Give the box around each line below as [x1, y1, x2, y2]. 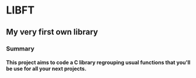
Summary [6, 45, 35, 53]
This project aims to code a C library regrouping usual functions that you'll [6, 59, 191, 66]
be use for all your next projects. [6, 65, 87, 72]
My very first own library [6, 27, 98, 37]
